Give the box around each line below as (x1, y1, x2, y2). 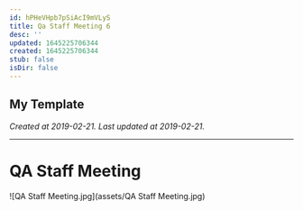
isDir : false (9, 64, 59, 73)
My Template (9, 96, 85, 113)
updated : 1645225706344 (9, 38, 99, 48)
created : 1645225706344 (9, 47, 99, 56)
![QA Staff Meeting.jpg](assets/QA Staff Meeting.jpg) (9, 190, 206, 201)
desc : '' (9, 30, 42, 39)
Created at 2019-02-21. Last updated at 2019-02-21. (9, 121, 206, 132)
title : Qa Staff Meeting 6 (9, 22, 111, 31)
